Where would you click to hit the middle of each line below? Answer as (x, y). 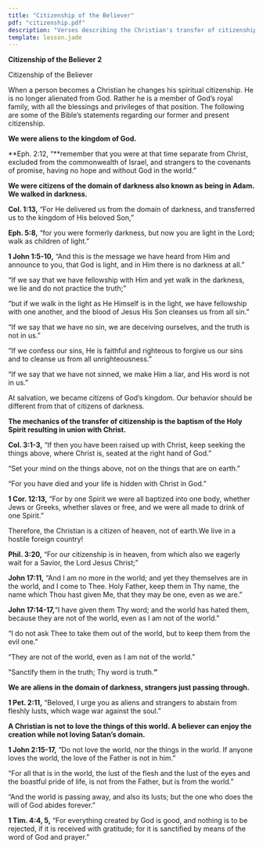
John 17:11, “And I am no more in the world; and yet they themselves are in (128, 578)
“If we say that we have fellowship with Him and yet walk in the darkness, (126, 280)
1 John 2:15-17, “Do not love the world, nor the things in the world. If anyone (130, 750)
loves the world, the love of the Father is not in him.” (92, 758)
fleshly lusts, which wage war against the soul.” (85, 711)
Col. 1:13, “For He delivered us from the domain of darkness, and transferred (131, 210)
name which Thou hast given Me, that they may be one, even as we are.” (125, 595)
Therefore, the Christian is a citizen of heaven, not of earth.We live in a (122, 531)
